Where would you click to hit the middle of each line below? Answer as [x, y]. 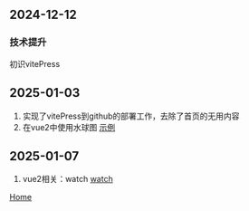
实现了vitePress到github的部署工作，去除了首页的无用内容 [131, 116]
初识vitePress [35, 63]
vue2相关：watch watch [67, 179]
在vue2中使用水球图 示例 [69, 127]
